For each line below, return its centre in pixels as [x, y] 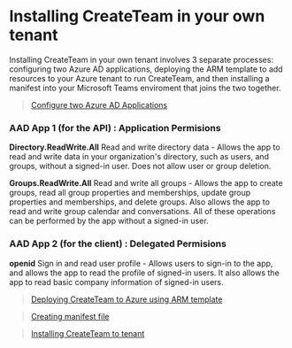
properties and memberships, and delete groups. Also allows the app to [139, 202]
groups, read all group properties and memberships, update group [130, 193]
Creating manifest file [70, 316]
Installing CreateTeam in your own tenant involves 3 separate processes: [142, 59]
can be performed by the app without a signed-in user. [109, 221]
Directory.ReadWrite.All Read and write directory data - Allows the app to [145, 147]
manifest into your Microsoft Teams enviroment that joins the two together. [145, 88]
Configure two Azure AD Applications [99, 104]
